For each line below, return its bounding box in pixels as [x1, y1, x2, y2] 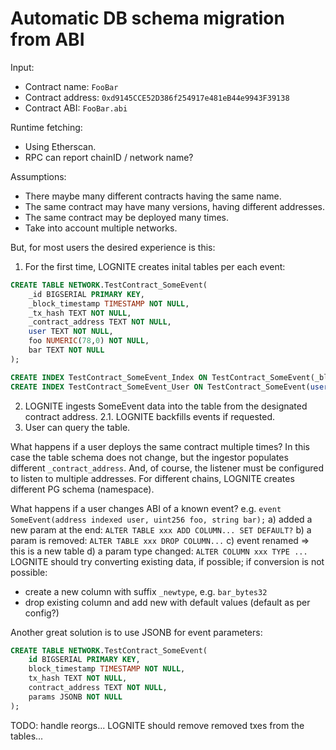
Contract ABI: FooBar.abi [24, 102, 128, 114]
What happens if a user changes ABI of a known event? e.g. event [10, 502, 282, 514]
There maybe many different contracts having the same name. [24, 190, 282, 202]
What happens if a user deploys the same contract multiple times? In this [10, 440, 310, 452]
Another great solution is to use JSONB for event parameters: [10, 626, 263, 638]
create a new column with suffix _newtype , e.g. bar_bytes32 [24, 585, 268, 597]
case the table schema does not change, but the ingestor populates [10, 451, 289, 463]
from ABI [10, 28, 85, 51]
